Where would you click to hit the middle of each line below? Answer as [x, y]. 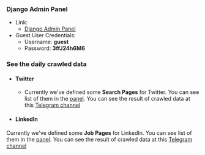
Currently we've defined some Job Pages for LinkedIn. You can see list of [99, 132]
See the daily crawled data [47, 64]
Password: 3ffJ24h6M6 [55, 48]
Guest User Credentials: [45, 35]
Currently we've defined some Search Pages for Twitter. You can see [112, 92]
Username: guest [47, 42]
